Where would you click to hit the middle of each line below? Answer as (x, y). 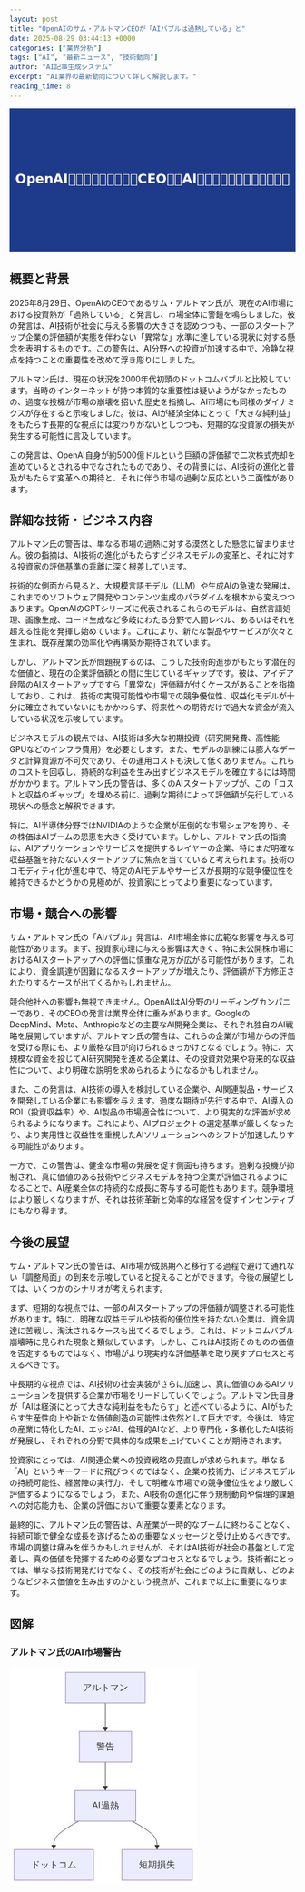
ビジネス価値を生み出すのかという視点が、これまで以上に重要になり (152, 1581)
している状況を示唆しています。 (69, 718)
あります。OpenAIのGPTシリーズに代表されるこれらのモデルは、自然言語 (146, 609)
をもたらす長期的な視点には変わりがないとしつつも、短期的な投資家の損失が (152, 424)
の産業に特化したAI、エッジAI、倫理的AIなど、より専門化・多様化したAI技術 (152, 1429)
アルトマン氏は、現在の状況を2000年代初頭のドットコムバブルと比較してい (151, 379)
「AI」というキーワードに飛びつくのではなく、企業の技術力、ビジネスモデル (152, 1471)
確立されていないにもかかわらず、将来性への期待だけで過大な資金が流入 (160, 708)
